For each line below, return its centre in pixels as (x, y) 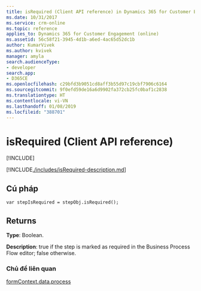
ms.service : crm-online (36, 23)
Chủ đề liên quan (31, 268)
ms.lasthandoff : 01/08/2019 (41, 106)
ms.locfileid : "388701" (36, 112)
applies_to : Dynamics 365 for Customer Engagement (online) (83, 34)
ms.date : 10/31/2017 (32, 17)
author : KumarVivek (31, 46)
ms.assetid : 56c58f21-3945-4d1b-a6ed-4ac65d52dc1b (71, 40)
